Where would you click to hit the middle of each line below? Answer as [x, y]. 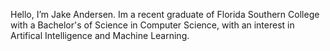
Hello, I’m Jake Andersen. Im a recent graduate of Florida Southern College [165, 14]
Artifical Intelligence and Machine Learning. [100, 35]
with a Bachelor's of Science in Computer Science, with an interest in [152, 25]
